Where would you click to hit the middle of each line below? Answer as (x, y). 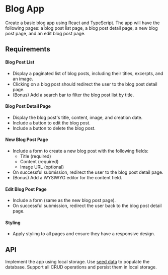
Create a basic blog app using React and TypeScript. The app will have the (82, 23)
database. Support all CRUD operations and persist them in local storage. (81, 267)
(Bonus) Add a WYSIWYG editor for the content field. (67, 177)
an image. (23, 79)
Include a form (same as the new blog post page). (64, 200)
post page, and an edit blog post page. (45, 33)
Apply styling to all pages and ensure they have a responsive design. (84, 234)
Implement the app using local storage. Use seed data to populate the (77, 262)
